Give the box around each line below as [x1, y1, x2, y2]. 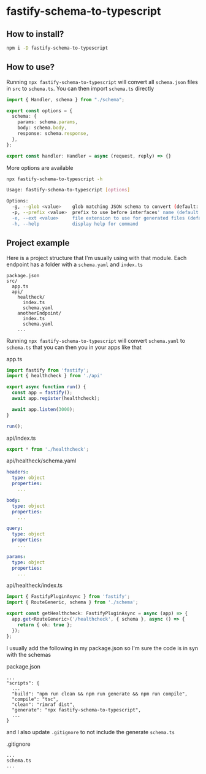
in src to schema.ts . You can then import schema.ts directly [6, 85, 154, 92]
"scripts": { [6, 680, 40, 686]
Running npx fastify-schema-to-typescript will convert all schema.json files [6, 78, 198, 85]
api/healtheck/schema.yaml [6, 457, 77, 464]
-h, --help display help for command [12, 221, 139, 227]
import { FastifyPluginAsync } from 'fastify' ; [6, 594, 131, 600]
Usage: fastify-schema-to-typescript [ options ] [6, 187, 131, 193]
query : [6, 526, 23, 532]
